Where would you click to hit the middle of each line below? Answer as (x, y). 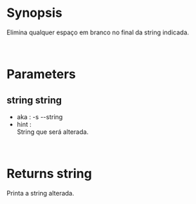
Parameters (41, 74)
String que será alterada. (53, 132)
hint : (24, 124)
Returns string (49, 174)
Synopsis (34, 13)
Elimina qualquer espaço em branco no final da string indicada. (98, 32)
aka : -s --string (40, 116)
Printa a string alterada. (40, 193)
